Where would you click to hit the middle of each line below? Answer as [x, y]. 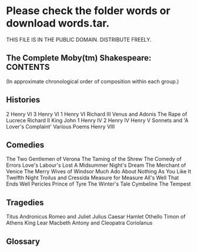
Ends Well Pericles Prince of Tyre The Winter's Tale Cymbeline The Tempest [98, 184]
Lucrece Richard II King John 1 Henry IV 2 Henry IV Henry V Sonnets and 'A [97, 120]
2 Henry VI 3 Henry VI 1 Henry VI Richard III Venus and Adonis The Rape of [97, 114]
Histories [23, 100]
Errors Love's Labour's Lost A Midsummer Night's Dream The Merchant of [96, 165]
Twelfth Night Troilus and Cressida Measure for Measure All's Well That [93, 178]
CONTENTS [28, 67]
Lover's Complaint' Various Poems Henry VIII [61, 126]
